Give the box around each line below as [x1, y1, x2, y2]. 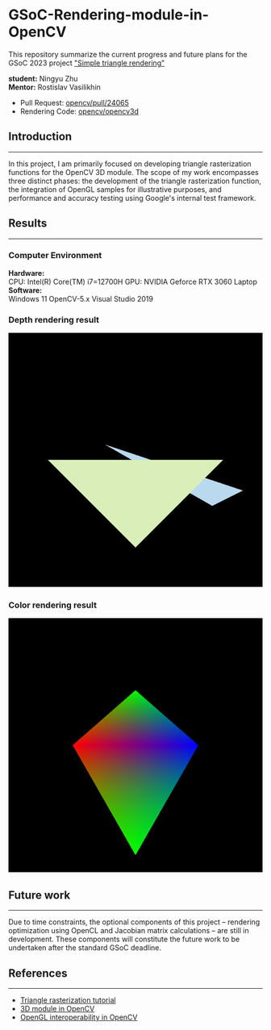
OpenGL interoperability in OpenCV [19, 1012, 138, 1022]
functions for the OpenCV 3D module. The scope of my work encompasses [8, 167, 260, 177]
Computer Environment [8, 250, 102, 261]
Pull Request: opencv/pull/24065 [19, 98, 129, 107]
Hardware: [8, 268, 45, 277]
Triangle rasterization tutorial [19, 995, 116, 1005]
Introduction [8, 130, 73, 144]
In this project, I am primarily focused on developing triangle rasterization [8, 159, 252, 169]
